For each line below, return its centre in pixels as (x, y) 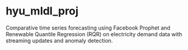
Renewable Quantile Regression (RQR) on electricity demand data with (94, 34)
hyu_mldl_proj (42, 11)
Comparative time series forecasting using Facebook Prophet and (88, 28)
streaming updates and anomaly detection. (59, 40)
